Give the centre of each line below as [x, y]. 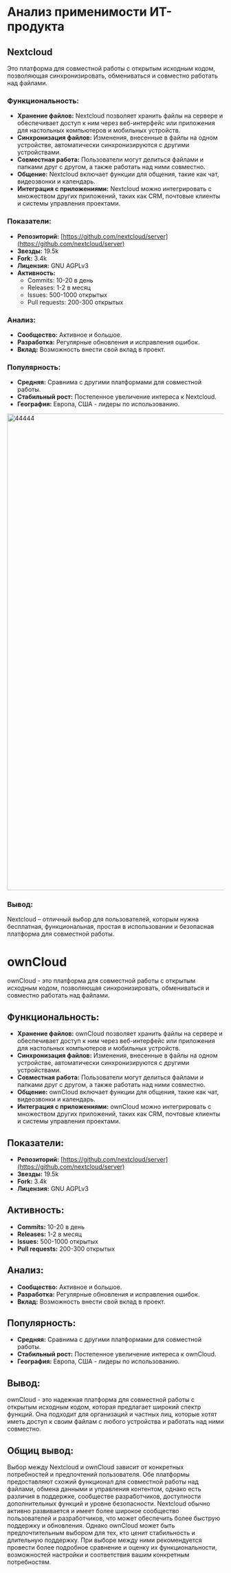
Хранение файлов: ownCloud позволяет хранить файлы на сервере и [120, 1034]
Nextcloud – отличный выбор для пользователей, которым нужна [103, 919]
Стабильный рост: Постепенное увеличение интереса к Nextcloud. [117, 397]
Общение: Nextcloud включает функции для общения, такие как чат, [118, 174]
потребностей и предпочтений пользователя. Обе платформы [99, 1475]
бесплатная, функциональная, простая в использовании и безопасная [111, 927]
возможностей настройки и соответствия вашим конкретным [98, 1555]
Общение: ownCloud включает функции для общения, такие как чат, [118, 1092]
